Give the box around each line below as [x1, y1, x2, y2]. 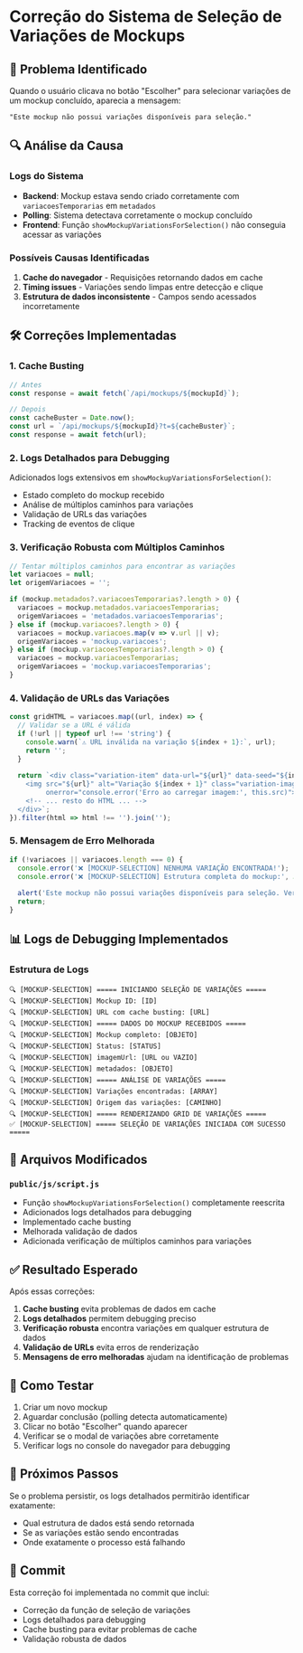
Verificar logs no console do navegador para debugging [22, 1440, 231, 1450]
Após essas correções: [9, 1286, 96, 1297]
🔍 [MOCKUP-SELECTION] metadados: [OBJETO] [9, 1064, 174, 1073]
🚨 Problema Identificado [9, 61, 148, 77]
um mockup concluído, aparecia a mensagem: [9, 95, 181, 106]
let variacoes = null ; [9, 570, 95, 580]
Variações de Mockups [9, 25, 186, 46]
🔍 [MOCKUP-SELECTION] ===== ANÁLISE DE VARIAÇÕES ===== [9, 1075, 226, 1084]
